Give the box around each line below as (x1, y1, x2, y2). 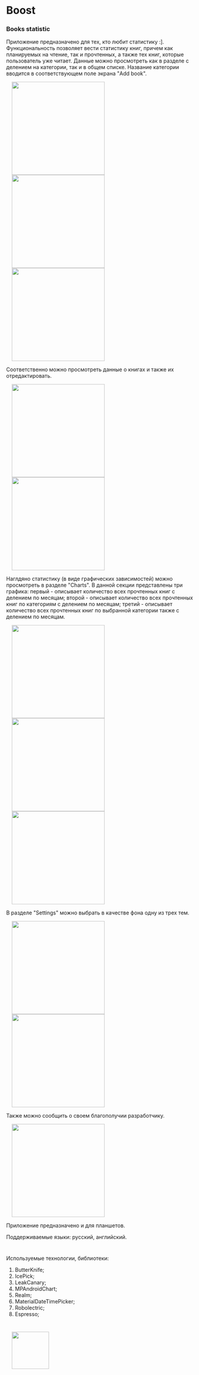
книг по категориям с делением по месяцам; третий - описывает (6, 601, 173, 608)
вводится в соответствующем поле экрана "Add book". (6, 70, 147, 77)
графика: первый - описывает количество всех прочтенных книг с (6, 588, 175, 595)
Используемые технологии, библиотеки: (6, 1255, 109, 1262)
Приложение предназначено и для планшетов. (6, 1222, 125, 1229)
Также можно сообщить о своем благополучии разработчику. (6, 1112, 165, 1119)
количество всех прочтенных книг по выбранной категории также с (6, 607, 179, 614)
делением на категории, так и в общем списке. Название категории (6, 64, 179, 71)
